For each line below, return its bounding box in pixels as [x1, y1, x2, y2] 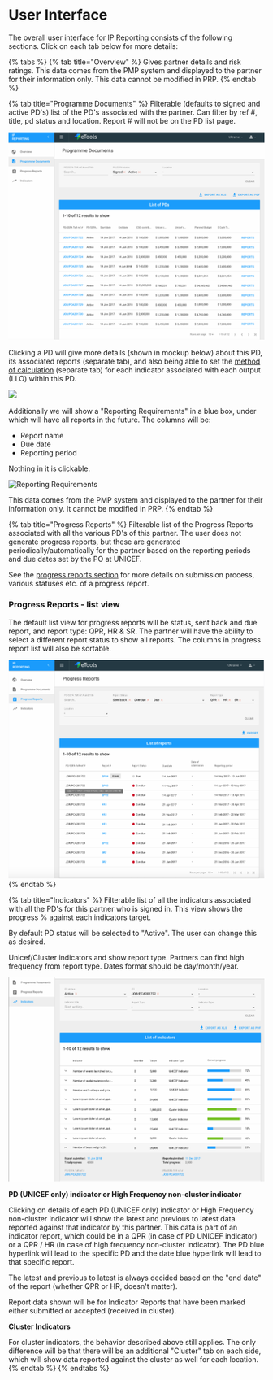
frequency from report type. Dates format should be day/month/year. [8, 961, 240, 971]
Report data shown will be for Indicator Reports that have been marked [8, 1297, 245, 1307]
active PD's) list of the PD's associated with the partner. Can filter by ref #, [8, 107, 258, 117]
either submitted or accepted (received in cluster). [8, 1305, 177, 1315]
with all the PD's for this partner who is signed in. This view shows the [8, 904, 243, 914]
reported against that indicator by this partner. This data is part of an [8, 1222, 238, 1232]
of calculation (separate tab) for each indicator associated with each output [8, 365, 262, 375]
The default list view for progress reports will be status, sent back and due [8, 617, 258, 627]
